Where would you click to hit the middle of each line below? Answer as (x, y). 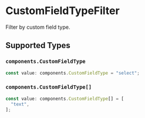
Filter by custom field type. (38, 27)
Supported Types (38, 45)
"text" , (20, 104)
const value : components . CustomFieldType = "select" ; (73, 73)
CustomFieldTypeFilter (63, 11)
